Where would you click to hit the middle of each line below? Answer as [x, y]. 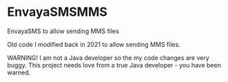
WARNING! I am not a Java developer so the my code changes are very [108, 58]
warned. [19, 72]
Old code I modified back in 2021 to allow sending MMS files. [94, 44]
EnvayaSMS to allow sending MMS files [63, 31]
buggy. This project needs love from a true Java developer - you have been [114, 65]
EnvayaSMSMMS [58, 12]
